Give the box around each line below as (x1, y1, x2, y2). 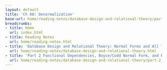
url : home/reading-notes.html (9, 39, 72, 44)
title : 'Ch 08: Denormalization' (5, 12, 75, 17)
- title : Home (5, 26, 35, 31)
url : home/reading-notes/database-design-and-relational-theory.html (9, 48, 157, 53)
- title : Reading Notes (5, 35, 55, 40)
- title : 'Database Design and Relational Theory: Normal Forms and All (5, 44, 159, 49)
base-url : (5, 16, 26, 21)
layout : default (5, 7, 39, 12)
